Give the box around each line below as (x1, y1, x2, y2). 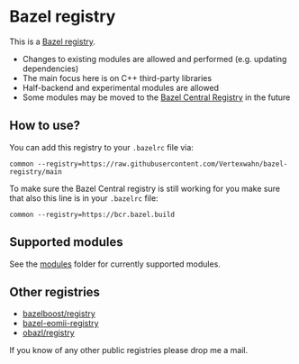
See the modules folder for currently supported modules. (9, 259, 221, 269)
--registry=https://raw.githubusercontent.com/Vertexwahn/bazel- (37, 159, 288, 168)
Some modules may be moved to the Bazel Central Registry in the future (22, 92, 291, 103)
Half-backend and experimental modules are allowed (22, 82, 219, 93)
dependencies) (22, 63, 79, 74)
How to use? (9, 118, 81, 133)
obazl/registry (22, 327, 75, 339)
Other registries (9, 284, 101, 299)
